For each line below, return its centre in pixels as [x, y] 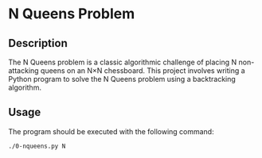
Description [38, 43]
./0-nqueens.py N [37, 146]
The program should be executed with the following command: [111, 131]
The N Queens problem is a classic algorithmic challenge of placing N [123, 62]
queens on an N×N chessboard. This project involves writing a [143, 71]
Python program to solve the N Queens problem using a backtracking [122, 79]
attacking [23, 71]
